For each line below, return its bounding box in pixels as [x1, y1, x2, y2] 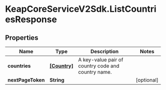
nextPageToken [7, 77, 45, 83]
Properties [5, 33, 39, 42]
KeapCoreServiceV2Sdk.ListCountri [5, 3, 157, 15]
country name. [78, 69, 112, 75]
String [49, 77, 65, 83]
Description [90, 48, 119, 55]
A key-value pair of [78, 57, 124, 63]
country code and [78, 62, 120, 69]
